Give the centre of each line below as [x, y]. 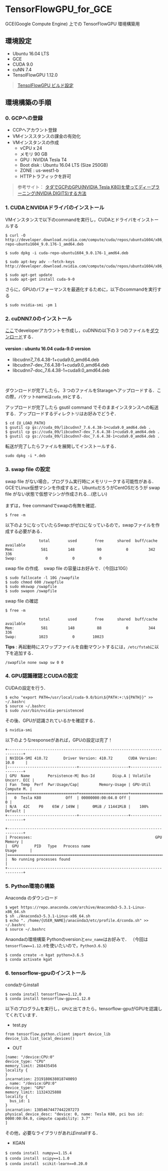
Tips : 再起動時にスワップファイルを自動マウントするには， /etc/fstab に [80, 647]
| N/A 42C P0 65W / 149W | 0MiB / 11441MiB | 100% [77, 806]
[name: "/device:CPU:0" [30, 1057]
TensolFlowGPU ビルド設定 [45, 85]
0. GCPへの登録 [24, 118]
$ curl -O [15, 235]
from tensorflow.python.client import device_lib [58, 1034]
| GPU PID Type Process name [48, 846]
